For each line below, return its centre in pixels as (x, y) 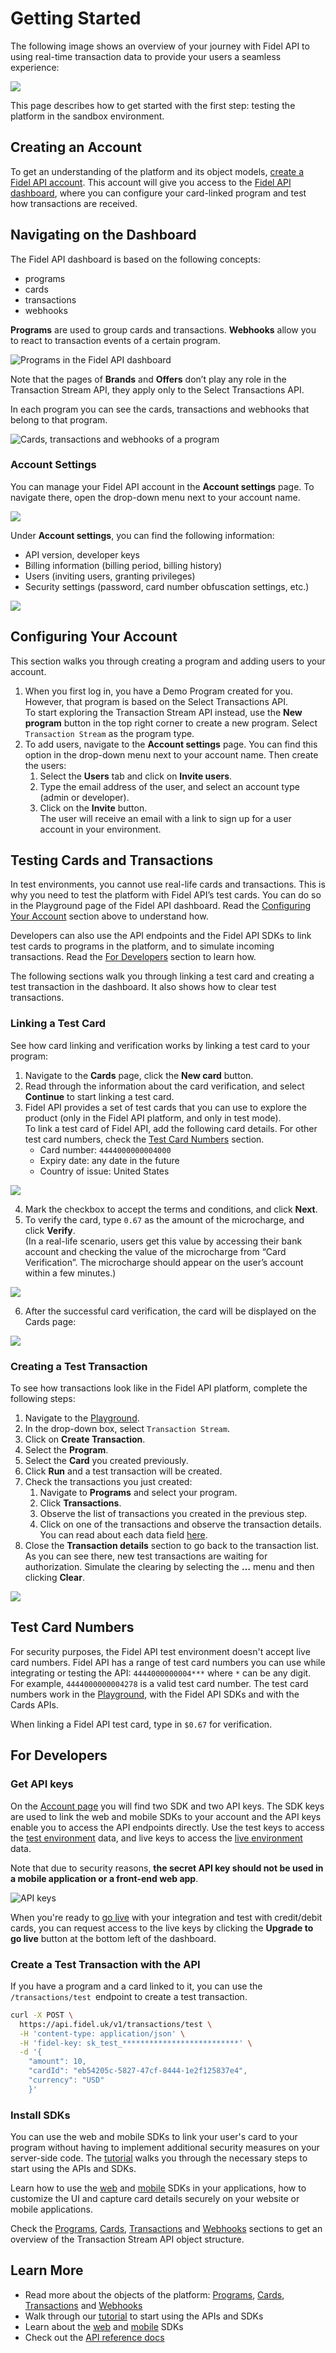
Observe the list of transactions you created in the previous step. (173, 1514)
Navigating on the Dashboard (103, 235)
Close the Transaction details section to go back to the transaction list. (172, 1546)
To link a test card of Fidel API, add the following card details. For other (171, 1128)
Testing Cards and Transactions (112, 860)
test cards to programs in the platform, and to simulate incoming (142, 946)
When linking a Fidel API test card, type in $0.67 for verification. (141, 1724)
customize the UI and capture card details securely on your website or (155, 2199)
